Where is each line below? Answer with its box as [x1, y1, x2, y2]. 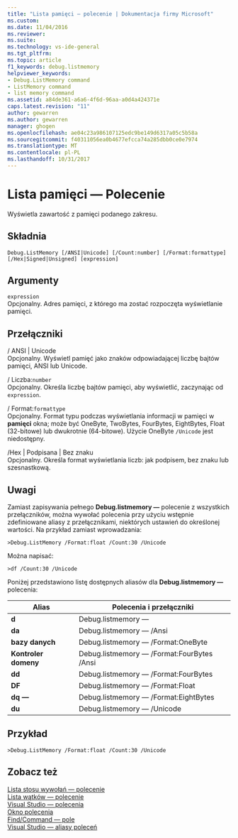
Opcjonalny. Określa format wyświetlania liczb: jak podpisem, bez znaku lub [7, 456, 229, 464]
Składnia [7, 230, 47, 242]
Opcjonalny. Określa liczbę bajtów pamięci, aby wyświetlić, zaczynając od [7, 383, 223, 391]
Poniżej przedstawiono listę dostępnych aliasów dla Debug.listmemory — [7, 578, 224, 587]
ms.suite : [7, 37, 37, 44]
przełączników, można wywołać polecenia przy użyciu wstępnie [7, 511, 194, 519]
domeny [11, 658, 40, 668]
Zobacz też [7, 766, 58, 778]
